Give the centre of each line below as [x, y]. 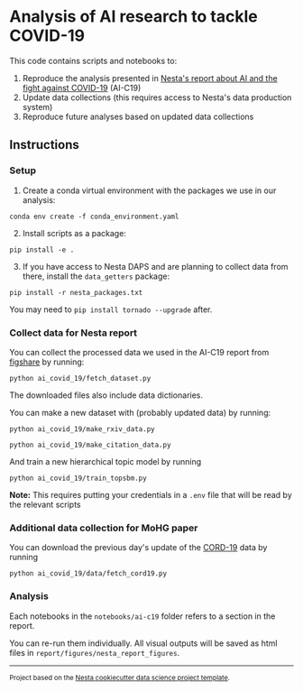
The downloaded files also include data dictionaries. [106, 395]
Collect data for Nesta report [73, 333]
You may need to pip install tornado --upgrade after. [111, 309]
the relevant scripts [45, 504]
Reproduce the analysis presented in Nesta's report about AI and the [150, 78]
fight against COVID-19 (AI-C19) [82, 88]
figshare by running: [47, 362]
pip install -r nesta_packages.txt [76, 292]
